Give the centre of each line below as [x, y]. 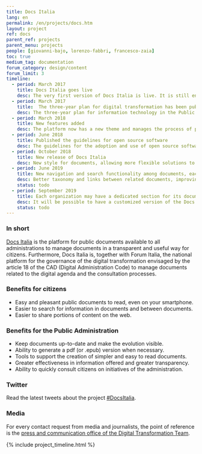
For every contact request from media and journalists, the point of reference [100, 426]
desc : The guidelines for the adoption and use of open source [98, 146]
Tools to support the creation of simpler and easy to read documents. [101, 357]
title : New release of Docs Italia [62, 157]
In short [18, 229]
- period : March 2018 [39, 118]
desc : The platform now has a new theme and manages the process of [105, 129]
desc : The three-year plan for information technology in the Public [106, 112]
